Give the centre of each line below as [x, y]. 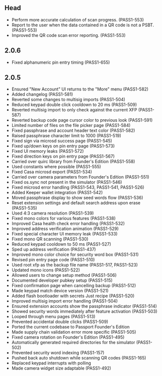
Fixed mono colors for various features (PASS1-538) [64, 218]
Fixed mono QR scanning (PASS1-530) [50, 239]
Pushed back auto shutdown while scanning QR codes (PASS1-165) [79, 358]
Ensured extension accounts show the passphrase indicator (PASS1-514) [84, 306]
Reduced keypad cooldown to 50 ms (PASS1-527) [61, 244]
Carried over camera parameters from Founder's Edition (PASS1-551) [80, 177]
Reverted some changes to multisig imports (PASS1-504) [68, 100]
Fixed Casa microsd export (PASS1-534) [52, 172]
